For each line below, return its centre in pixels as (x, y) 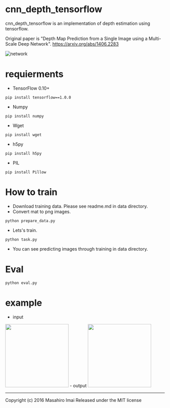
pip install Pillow (26, 172)
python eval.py (21, 283)
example (24, 303)
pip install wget (24, 135)
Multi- (155, 38)
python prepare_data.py (30, 221)
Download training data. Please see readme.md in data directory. (80, 206)
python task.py (21, 239)
